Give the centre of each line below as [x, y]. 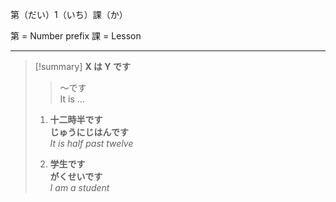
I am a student [79, 187]
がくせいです [76, 176]
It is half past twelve [91, 143]
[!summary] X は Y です [82, 66]
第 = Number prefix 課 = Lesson [76, 36]
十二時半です [76, 119]
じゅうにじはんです [89, 132]
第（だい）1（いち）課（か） [69, 14]
